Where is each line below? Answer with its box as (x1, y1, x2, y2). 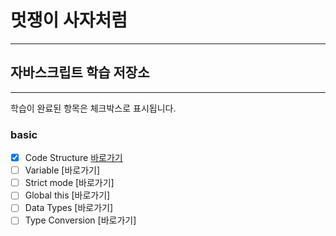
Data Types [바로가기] (24, 202, 114, 214)
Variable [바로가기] (24, 164, 101, 176)
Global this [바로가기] (24, 189, 111, 201)
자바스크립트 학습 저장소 (10, 64, 150, 81)
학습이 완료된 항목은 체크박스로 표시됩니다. (10, 102, 177, 114)
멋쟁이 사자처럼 (10, 9, 128, 32)
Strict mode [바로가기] (24, 177, 115, 189)
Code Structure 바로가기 (24, 152, 123, 164)
